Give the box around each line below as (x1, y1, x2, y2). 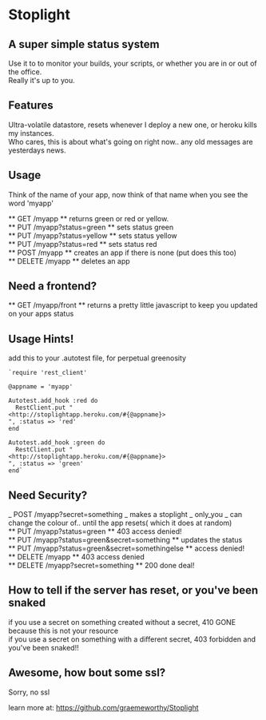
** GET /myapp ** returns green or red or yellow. (8, 213, 169, 223)
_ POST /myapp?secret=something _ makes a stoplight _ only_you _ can (8, 510, 243, 519)
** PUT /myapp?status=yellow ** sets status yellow (8, 230, 177, 241)
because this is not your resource (8, 626, 118, 635)
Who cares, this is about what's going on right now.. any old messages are (8, 137, 253, 146)
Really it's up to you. (8, 76, 75, 85)
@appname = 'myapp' (8, 383, 73, 391)
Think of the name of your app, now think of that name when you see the (8, 189, 248, 199)
